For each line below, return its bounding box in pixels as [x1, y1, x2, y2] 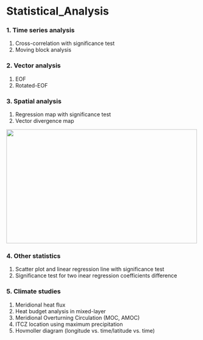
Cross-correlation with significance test [15, 40, 115, 47]
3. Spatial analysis [6, 97, 62, 105]
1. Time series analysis [6, 26, 75, 35]
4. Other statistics [6, 252, 61, 260]
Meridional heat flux [15, 301, 66, 308]
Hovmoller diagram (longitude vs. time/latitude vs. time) [15, 327, 155, 334]
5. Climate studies [6, 287, 61, 296]
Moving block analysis [15, 46, 72, 54]
